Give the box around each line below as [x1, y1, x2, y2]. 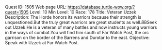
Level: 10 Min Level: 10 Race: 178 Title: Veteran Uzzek [30, 9, 137, 15]
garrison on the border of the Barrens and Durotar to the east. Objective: [5, 35, 150, 40]
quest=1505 [5, 9, 29, 15]
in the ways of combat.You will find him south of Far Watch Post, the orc [5, 30, 149, 35]
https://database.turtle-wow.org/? [67, 4, 135, 10]
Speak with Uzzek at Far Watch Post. [5, 40, 79, 45]
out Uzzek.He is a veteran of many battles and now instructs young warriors [5, 25, 157, 30]
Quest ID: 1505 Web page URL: [5, 4, 67, 10]
